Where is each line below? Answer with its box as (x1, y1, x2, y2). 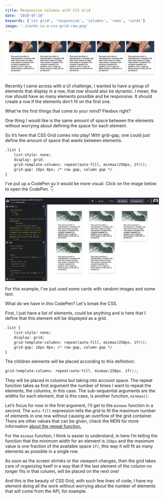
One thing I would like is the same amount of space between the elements (5, 118, 154, 123)
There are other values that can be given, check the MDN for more (5, 418, 139, 424)
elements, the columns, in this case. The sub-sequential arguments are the (5, 388, 156, 394)
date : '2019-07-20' (5, 13, 45, 18)
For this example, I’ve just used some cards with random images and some (5, 286, 155, 292)
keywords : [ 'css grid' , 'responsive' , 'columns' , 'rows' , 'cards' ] (5, 18, 145, 23)
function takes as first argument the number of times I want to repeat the (5, 382, 151, 389)
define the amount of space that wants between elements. (5, 138, 123, 143)
